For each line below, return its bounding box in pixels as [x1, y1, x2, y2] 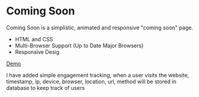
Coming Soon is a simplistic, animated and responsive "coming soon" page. [6, 24, 194, 31]
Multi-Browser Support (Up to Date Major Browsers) [14, 42, 144, 49]
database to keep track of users [6, 84, 85, 91]
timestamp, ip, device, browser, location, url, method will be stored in [6, 78, 177, 85]
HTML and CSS [14, 35, 53, 43]
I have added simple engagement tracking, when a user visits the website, [6, 71, 189, 78]
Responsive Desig [14, 48, 60, 55]
